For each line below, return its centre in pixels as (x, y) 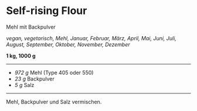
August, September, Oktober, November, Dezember (68, 44)
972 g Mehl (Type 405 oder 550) (54, 72)
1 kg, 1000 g (21, 56)
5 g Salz (24, 85)
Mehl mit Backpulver (31, 27)
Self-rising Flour (47, 11)
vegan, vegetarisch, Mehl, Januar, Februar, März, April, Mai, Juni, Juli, (91, 38)
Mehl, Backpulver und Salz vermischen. (54, 102)
